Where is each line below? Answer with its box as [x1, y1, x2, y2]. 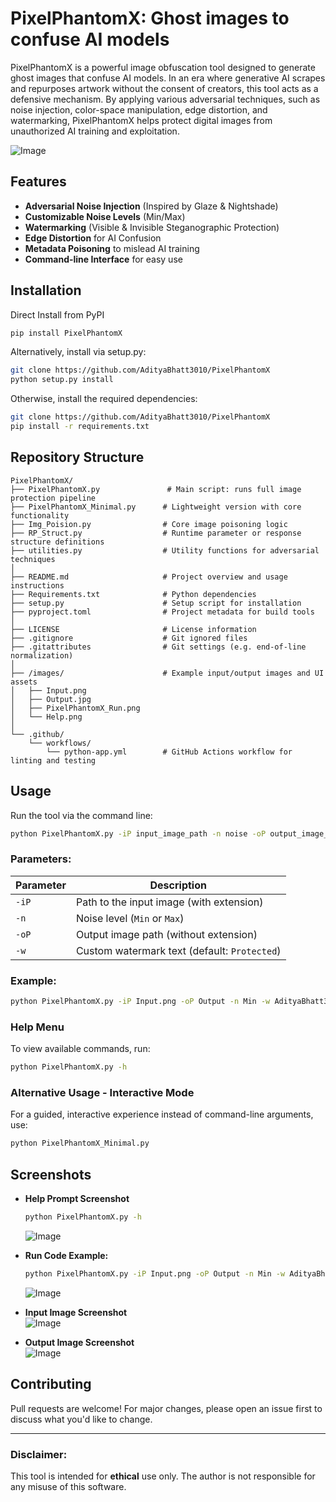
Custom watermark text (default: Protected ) [75, 943, 282, 957]
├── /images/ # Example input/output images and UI [10, 668, 325, 678]
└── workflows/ [28, 738, 92, 748]
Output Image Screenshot [24, 1336, 135, 1348]
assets [10, 677, 38, 687]
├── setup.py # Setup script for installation [10, 598, 302, 608]
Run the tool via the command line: [10, 809, 153, 821]
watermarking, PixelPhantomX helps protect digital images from [10, 114, 273, 126]
